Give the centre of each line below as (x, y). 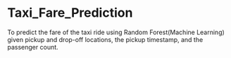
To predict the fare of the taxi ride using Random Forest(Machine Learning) (116, 32)
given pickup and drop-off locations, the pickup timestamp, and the (105, 39)
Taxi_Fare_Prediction (70, 13)
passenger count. (33, 47)
